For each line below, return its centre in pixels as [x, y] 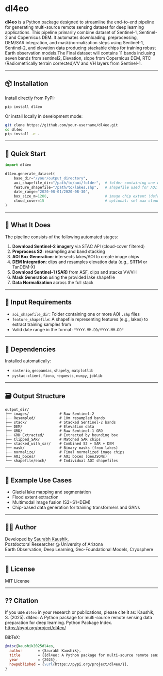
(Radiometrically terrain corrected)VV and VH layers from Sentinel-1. [73, 63]
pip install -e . [23, 134]
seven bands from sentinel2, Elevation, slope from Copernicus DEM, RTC [78, 58]
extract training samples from [41, 324]
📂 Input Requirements [38, 302]
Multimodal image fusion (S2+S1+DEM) [51, 502]
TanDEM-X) [24, 267]
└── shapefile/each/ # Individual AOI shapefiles [62, 461]
